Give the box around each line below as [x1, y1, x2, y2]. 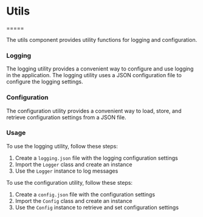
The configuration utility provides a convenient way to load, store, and [6, 107, 182, 114]
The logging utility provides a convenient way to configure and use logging [6, 65, 194, 72]
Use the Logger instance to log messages [15, 167, 119, 174]
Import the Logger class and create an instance [15, 160, 132, 168]
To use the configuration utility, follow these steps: [6, 179, 132, 186]
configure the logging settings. [6, 78, 83, 86]
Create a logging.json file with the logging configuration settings [15, 154, 178, 162]
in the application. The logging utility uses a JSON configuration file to [6, 72, 182, 79]
